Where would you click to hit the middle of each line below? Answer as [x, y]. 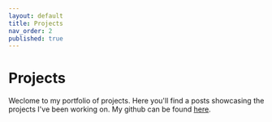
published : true [36, 38]
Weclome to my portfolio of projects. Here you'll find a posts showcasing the [136, 101]
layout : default [36, 16]
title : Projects [36, 23]
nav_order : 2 [30, 31]
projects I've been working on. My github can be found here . [110, 109]
